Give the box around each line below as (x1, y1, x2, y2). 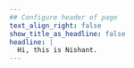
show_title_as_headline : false (9, 29, 126, 38)
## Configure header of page (9, 12, 118, 22)
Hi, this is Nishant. (17, 46, 98, 55)
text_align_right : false (9, 21, 102, 30)
